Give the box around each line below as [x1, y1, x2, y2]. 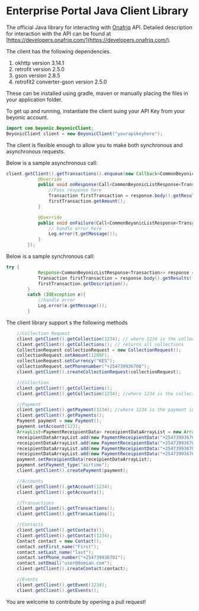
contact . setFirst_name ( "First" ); [17, 543, 99, 549]
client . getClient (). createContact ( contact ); [17, 566, 129, 572]
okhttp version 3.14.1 [14, 59, 65, 66]
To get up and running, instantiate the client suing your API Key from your [6, 107, 185, 114]
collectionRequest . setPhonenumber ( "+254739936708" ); [17, 363, 150, 370]
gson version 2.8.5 [14, 72, 60, 79]
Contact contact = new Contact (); [17, 538, 102, 544]
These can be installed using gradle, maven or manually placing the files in [6, 89, 188, 97]
